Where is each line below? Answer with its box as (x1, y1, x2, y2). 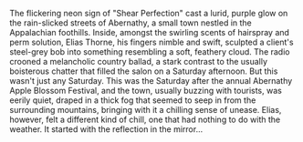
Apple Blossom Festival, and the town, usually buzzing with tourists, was (9, 86, 283, 96)
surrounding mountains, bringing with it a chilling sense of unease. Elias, (9, 105, 282, 115)
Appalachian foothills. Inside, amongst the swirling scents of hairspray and (9, 27, 290, 37)
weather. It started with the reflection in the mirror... (9, 124, 204, 135)
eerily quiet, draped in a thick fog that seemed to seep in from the (9, 95, 256, 106)
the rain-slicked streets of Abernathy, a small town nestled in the (9, 17, 253, 28)
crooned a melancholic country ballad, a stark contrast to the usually (9, 56, 267, 66)
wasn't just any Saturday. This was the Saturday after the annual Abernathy (9, 76, 293, 86)
